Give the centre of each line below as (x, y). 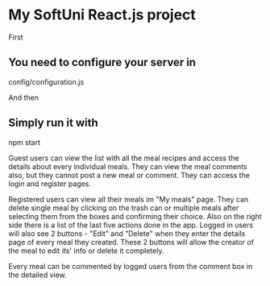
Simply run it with (53, 123)
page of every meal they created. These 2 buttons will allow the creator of (131, 242)
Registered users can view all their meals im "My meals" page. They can (129, 199)
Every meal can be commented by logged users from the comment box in (131, 266)
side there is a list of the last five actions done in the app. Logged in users (131, 225)
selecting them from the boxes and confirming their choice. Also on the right (135, 216)
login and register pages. (50, 184)
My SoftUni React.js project (102, 15)
